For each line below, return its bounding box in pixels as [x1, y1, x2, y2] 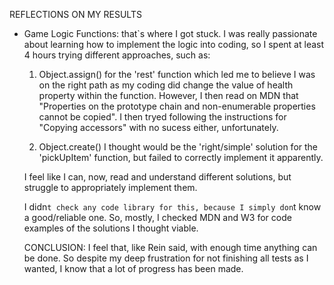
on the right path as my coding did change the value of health [38, 79, 294, 91]
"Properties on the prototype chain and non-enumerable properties [38, 100, 316, 112]
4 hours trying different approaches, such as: [23, 49, 211, 61]
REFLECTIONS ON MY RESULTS [9, 9, 142, 20]
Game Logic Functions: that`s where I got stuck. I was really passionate [23, 28, 318, 39]
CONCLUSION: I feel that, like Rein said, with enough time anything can [23, 242, 318, 253]
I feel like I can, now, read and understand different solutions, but [23, 171, 292, 183]
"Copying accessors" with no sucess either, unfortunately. [38, 122, 279, 133]
